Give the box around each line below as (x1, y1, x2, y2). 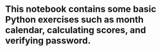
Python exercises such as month (5, 14, 144, 25)
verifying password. (5, 35, 91, 47)
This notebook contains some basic (5, 3, 156, 15)
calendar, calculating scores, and (5, 25, 146, 36)
